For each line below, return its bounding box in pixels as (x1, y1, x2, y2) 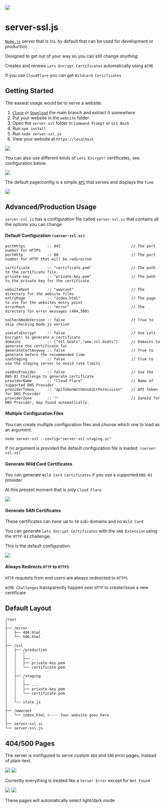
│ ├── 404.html (5, 630, 41, 635)
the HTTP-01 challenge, (5, 533, 51, 539)
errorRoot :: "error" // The (5, 304, 145, 309)
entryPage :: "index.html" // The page (5, 295, 156, 300)
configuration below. (5, 160, 47, 166)
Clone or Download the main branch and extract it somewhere (12, 109, 135, 115)
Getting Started (5, 87, 54, 95)
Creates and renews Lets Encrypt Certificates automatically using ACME (5, 63, 154, 69)
